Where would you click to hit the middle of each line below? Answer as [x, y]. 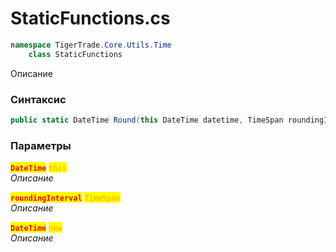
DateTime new [36, 228]
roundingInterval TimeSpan [65, 198]
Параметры [41, 145]
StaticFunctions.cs [90, 18]
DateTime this [38, 168]
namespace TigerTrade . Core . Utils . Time [91, 45]
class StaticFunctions [75, 54]
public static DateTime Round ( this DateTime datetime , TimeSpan [147, 120]
